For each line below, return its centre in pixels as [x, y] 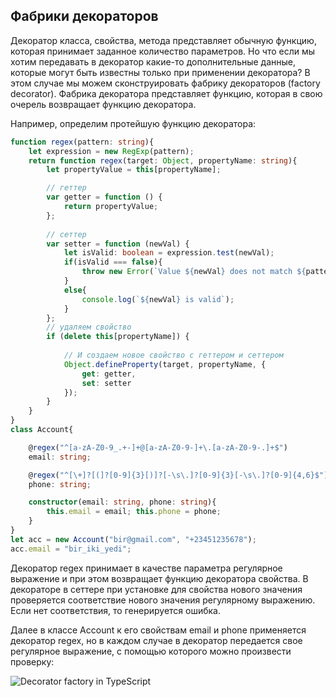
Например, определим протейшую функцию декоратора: [133, 123]
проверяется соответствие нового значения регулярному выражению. [163, 600]
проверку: [32, 661]
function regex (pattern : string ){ [82, 142]
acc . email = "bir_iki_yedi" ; [71, 549]
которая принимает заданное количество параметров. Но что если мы [163, 51]
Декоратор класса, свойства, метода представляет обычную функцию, [163, 40]
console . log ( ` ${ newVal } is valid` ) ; [158, 299]
